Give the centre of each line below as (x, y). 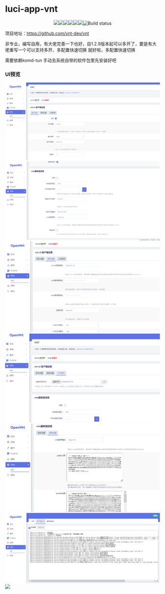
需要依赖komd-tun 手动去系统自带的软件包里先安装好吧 (61, 60)
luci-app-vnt (31, 9)
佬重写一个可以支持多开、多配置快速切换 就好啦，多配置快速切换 (70, 50)
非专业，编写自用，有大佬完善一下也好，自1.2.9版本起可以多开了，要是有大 (81, 44)
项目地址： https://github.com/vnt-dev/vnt (47, 33)
